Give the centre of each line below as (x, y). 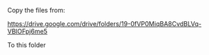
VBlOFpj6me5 (28, 31)
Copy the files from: (36, 10)
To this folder (27, 45)
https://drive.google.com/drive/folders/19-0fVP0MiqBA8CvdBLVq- (104, 24)
